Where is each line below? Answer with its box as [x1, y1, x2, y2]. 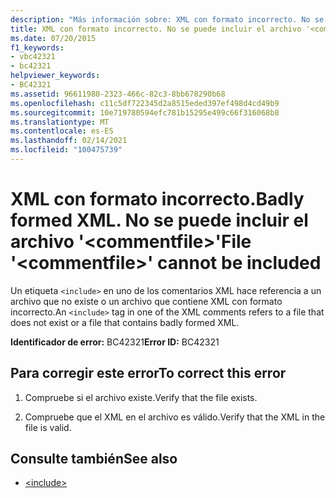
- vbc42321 [10, 52, 56, 62]
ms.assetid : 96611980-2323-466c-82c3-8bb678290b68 [10, 89, 226, 99]
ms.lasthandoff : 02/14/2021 [10, 136, 128, 146]
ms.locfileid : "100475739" [10, 145, 123, 155]
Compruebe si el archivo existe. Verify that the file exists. [24, 391, 258, 403]
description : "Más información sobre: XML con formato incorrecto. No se [10, 14, 325, 25]
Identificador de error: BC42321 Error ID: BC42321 [10, 336, 220, 348]
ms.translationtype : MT [10, 117, 110, 127]
